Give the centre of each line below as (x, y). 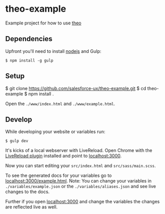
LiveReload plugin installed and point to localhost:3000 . (64, 156)
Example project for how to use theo (43, 23)
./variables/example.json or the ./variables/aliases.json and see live (81, 187)
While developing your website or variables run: (55, 132)
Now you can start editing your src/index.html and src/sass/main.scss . (81, 166)
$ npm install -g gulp (29, 60)
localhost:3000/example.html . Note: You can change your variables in (78, 181)
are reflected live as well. (31, 207)
